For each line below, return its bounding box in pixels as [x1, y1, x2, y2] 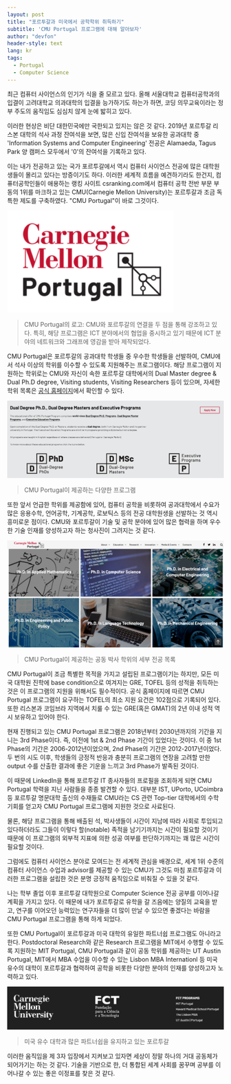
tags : [7, 55, 23, 62]
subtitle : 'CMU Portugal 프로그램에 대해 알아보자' [7, 25, 142, 32]
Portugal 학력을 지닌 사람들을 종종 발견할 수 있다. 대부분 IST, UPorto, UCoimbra [7, 785, 223, 794]
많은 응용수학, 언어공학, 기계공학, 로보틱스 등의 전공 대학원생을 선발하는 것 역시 [7, 509, 218, 517]
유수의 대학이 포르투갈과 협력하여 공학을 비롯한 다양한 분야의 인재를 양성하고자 [7, 964, 217, 973]
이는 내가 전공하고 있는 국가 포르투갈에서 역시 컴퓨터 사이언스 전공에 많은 [7, 162, 201, 170]
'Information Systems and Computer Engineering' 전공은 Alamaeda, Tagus [7, 138, 217, 147]
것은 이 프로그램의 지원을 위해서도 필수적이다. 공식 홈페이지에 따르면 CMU [7, 687, 205, 695]
